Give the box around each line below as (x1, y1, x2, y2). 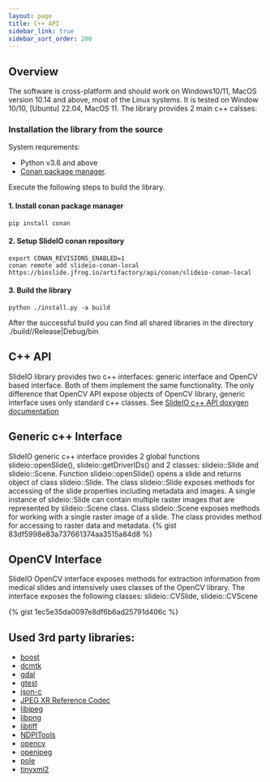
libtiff (19, 721, 38, 732)
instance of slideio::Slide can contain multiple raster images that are (8, 494, 235, 504)
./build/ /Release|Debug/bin (8, 326, 99, 336)
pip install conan (8, 219, 71, 228)
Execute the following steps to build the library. (8, 182, 165, 192)
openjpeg (19, 747, 53, 757)
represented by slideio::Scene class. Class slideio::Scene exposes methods (8, 503, 260, 513)
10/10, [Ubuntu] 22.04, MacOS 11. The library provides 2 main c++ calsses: (8, 103, 258, 114)
